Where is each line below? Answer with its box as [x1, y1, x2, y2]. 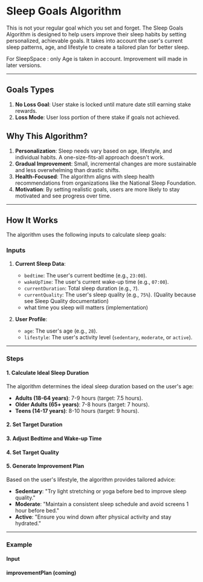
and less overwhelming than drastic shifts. [14, 166, 121, 173]
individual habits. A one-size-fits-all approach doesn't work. [14, 153, 165, 161]
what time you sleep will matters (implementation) [24, 304, 149, 311]
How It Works [6, 215, 59, 225]
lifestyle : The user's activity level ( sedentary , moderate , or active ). [24, 333, 193, 341]
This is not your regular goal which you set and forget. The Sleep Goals [6, 24, 184, 31]
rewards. [14, 107, 37, 114]
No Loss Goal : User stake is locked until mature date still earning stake [14, 101, 192, 108]
